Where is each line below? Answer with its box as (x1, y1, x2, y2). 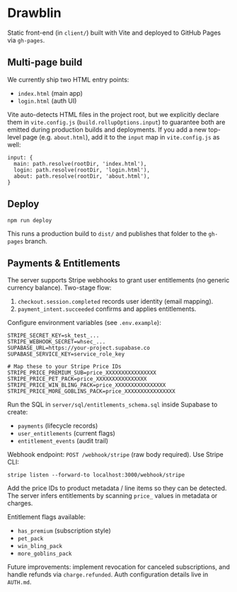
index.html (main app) (17, 89, 83, 97)
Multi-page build (7, 57, 83, 69)
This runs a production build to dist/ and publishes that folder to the (7, 229, 207, 238)
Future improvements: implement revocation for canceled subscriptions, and (7, 563, 230, 571)
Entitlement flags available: (7, 513, 86, 521)
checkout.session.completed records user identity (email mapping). (17, 297, 214, 306)
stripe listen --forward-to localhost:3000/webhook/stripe (7, 472, 185, 479)
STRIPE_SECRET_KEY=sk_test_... (7, 332, 100, 339)
